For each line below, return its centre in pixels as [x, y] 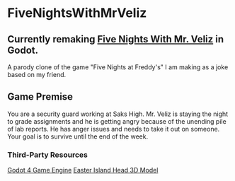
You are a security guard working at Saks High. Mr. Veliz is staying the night [118, 114]
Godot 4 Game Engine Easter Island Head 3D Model [83, 170]
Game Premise [40, 97]
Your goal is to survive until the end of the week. [78, 136]
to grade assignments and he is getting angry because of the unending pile [117, 121]
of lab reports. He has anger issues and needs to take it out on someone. [114, 129]
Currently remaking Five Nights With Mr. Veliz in [116, 39]
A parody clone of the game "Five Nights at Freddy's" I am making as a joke [118, 67]
